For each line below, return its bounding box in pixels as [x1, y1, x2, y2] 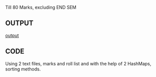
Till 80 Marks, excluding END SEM [5, 5, 77, 10]
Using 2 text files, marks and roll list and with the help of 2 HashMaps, [5, 60, 151, 66]
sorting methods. [5, 66, 41, 72]
